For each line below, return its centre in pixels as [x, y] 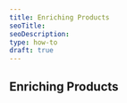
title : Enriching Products [59, 17]
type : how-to [34, 42]
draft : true [31, 51]
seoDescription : [39, 34]
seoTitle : [28, 26]
